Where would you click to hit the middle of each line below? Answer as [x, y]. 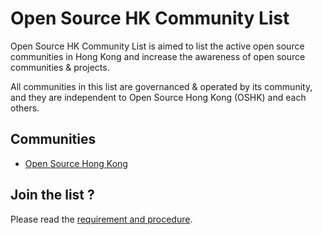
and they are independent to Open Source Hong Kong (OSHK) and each [158, 97]
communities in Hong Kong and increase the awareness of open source [158, 56]
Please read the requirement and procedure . [101, 219]
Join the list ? [52, 195]
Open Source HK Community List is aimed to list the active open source [157, 46]
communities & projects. [60, 67]
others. [25, 108]
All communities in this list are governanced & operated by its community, [161, 86]
